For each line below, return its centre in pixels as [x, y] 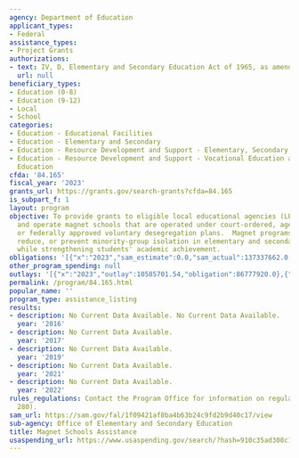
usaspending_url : [41, 440]
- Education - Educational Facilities [81, 134]
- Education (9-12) [45, 100]
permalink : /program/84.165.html [71, 282]
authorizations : [39, 59]
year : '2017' [41, 340]
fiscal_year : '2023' [48, 184]
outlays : [25, 274]
